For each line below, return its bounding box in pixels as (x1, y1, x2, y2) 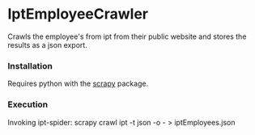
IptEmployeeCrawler (7, 5, 149, 23)
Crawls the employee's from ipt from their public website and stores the (7, 32, 247, 41)
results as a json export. (7, 40, 88, 49)
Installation (7, 60, 53, 71)
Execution (7, 99, 49, 110)
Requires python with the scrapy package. (7, 78, 149, 89)
